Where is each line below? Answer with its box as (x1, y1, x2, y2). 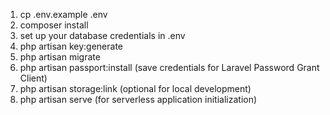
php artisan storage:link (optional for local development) (19, 83, 252, 94)
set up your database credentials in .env (19, 30, 186, 41)
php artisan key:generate (19, 40, 124, 52)
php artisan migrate (19, 51, 101, 63)
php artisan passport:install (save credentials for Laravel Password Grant (19, 62, 320, 73)
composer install (19, 19, 89, 31)
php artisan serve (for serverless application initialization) (19, 94, 258, 105)
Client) (19, 72, 48, 84)
